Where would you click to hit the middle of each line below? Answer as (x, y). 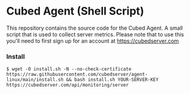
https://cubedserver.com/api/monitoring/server (68, 85)
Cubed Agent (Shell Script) (75, 11)
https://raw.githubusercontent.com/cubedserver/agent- (77, 75)
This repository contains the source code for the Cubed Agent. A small (95, 28)
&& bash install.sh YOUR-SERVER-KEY (112, 80)
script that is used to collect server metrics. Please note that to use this (95, 34)
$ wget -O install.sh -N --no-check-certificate (69, 69)
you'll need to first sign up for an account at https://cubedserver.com (93, 41)
